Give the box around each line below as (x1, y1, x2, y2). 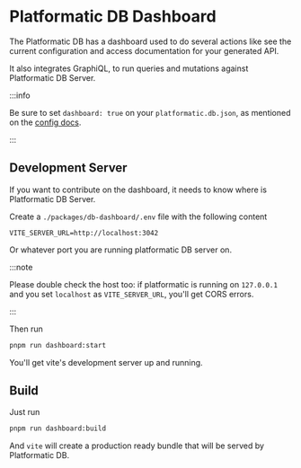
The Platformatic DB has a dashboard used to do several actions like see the (9, 36, 292, 47)
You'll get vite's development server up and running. (9, 357, 204, 367)
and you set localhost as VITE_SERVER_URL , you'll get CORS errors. (9, 288, 254, 299)
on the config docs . (9, 117, 82, 128)
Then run (9, 323, 43, 334)
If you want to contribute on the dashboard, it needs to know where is (9, 184, 268, 195)
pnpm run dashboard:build (9, 424, 106, 433)
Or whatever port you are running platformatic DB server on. (9, 244, 232, 255)
